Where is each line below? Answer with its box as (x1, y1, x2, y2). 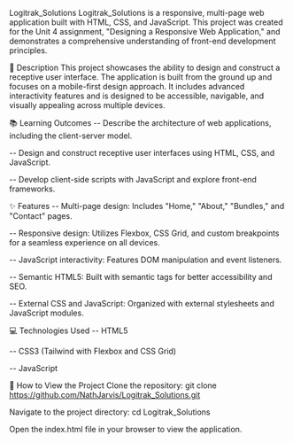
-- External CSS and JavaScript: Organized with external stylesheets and (9, 299, 274, 308)
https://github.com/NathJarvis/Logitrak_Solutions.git (9, 390, 201, 400)
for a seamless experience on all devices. (9, 237, 161, 247)
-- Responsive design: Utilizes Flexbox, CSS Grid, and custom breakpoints (9, 228, 281, 238)
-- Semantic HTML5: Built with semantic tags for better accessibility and (9, 272, 273, 282)
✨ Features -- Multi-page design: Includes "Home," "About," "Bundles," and (9, 201, 285, 211)
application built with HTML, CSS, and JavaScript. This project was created (9, 17, 283, 27)
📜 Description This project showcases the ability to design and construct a (9, 62, 281, 73)
